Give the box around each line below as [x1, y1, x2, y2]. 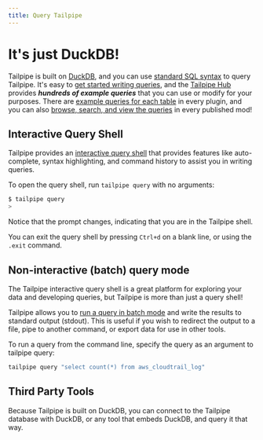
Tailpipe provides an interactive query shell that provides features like [8, 148, 233, 158]
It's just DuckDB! [8, 45, 120, 63]
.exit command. [8, 240, 63, 250]
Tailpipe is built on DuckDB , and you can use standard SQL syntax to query [8, 71, 251, 81]
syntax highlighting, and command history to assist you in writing [42, 156, 253, 166]
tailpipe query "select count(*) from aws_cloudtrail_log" [8, 363, 206, 371]
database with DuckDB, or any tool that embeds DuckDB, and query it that [8, 414, 248, 423]
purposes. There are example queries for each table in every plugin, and [8, 96, 242, 106]
